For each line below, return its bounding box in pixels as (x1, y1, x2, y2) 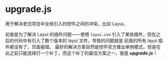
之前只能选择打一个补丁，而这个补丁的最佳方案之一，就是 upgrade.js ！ (9, 50, 157, 56)
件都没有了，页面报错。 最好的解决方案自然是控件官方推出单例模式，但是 (5, 43, 156, 49)
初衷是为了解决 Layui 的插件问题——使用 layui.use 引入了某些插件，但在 (5, 31, 156, 37)
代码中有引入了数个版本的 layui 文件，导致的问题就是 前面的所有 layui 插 (14, 37, 163, 43)
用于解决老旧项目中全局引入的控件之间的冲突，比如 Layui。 (5, 20, 128, 26)
